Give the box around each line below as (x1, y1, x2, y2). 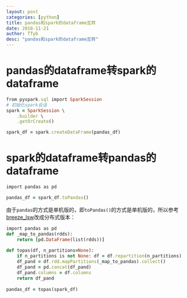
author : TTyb (6, 31, 39, 37)
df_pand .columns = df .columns (17, 269, 92, 275)
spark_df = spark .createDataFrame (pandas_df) (6, 129, 121, 136)
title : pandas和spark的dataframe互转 (6, 20, 96, 26)
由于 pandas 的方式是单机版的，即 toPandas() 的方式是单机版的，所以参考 (6, 206, 179, 213)
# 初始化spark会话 (6, 102, 47, 108)
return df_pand (17, 275, 55, 281)
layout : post (6, 8, 39, 15)
